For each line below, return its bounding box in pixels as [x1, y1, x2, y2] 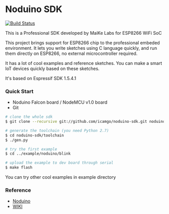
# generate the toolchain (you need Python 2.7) [5, 128, 109, 133]
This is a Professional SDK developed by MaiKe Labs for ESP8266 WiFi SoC [5, 30, 162, 36]
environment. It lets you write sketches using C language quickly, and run [5, 45, 157, 51]
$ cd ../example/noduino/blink [5, 151, 71, 157]
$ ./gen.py [5, 137, 28, 142]
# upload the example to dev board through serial [5, 160, 114, 166]
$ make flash [5, 165, 33, 170]
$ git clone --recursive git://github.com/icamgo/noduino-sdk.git [5, 119, 147, 124]
